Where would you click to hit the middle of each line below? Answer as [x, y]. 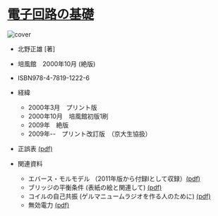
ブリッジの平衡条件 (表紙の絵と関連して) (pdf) [95, 187]
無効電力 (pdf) [49, 205]
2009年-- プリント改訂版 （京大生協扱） [90, 134]
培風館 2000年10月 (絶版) [56, 63]
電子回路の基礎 [51, 14]
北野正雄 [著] [36, 49]
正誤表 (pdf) [35, 148]
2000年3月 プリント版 [62, 107]
